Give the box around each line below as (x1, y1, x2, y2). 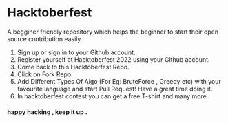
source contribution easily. (7, 34, 83, 43)
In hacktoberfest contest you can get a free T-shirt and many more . (17, 91, 210, 100)
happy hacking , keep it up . (7, 108, 87, 116)
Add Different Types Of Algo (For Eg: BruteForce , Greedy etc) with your (17, 77, 222, 85)
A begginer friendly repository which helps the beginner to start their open (7, 27, 219, 36)
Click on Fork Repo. (17, 70, 74, 78)
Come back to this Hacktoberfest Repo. (17, 63, 129, 71)
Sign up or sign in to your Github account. (17, 48, 136, 56)
